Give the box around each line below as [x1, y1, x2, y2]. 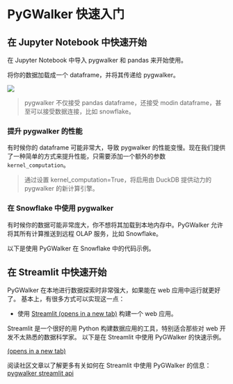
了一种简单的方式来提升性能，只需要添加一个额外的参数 [7, 152, 166, 161]
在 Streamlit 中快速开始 [7, 266, 107, 278]
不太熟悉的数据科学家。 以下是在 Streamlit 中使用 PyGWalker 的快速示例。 [13, 333, 225, 342]
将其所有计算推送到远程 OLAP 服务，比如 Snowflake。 [7, 229, 162, 237]
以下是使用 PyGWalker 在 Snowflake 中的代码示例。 [7, 244, 155, 253]
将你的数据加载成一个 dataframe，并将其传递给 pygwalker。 [7, 71, 179, 79]
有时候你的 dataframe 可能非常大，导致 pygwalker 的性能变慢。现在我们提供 [7, 143, 226, 152]
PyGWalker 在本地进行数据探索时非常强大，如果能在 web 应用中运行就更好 [7, 286, 221, 294]
